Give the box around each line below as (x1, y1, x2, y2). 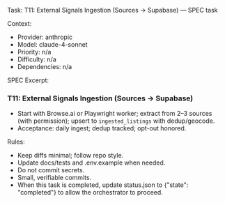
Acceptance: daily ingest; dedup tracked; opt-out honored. (17, 124, 187, 133)
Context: (7, 20, 32, 27)
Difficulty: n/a (17, 55, 57, 63)
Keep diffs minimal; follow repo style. (17, 151, 124, 160)
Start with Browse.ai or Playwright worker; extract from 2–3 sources (17, 110, 212, 118)
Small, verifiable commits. (17, 174, 92, 182)
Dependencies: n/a (17, 63, 72, 70)
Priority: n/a (17, 48, 52, 56)
